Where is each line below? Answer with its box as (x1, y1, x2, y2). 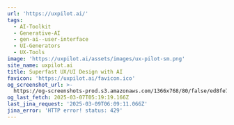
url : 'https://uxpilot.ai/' (7, 10, 89, 17)
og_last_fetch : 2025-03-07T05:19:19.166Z (7, 94, 130, 101)
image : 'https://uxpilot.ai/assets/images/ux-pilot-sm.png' (7, 56, 186, 62)
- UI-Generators (13, 42, 61, 49)
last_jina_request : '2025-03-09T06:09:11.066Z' (7, 101, 148, 108)
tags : (7, 17, 23, 24)
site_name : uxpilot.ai (7, 62, 73, 69)
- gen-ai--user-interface (13, 36, 89, 43)
